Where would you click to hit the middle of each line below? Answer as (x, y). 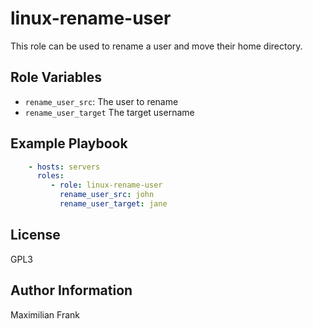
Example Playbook (69, 143)
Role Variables (56, 77)
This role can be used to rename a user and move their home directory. (156, 46)
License (35, 235)
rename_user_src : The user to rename (101, 101)
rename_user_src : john (107, 195)
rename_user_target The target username (109, 112)
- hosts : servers (64, 167)
